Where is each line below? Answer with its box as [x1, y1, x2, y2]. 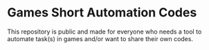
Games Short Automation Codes [7, 5, 197, 21]
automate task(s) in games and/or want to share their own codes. [7, 34, 194, 42]
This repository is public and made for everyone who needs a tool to [7, 27, 202, 36]
